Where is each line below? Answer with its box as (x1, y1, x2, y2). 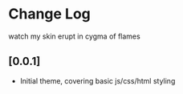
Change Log (8, 5, 91, 23)
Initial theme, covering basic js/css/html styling (19, 76, 176, 85)
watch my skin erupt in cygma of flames (8, 31, 140, 41)
